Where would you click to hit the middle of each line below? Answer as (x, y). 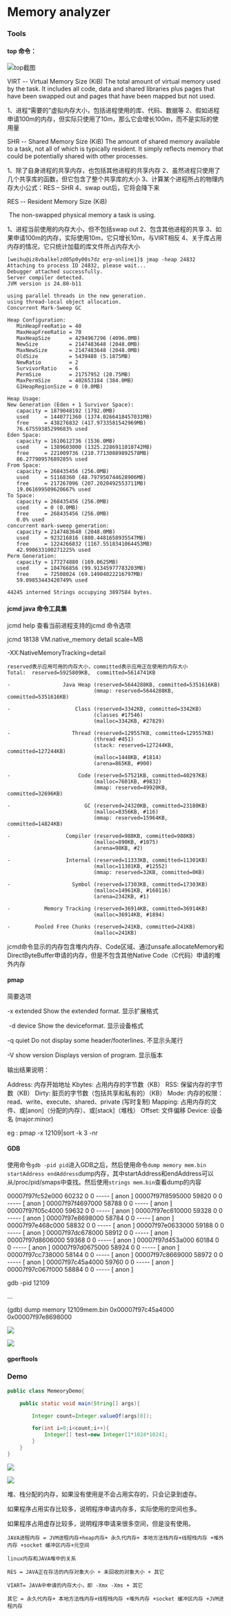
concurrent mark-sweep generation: (58, 526)
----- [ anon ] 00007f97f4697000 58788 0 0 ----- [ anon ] (90, 1203)
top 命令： (22, 51)
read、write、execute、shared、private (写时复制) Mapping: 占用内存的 (109, 1102)
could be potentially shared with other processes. (78, 156)
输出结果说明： (28, 1070)
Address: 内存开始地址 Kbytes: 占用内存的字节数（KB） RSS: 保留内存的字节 (115, 1084)
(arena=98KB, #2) (118, 848)
